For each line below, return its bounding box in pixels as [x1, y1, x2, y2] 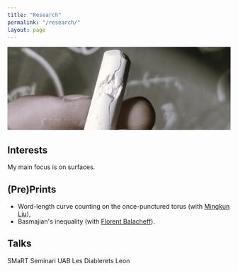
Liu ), [17, 209, 31, 219]
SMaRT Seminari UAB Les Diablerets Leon [7, 256, 130, 265]
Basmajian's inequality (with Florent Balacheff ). [17, 217, 156, 226]
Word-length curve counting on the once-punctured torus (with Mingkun [17, 202, 230, 211]
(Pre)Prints [7, 183, 57, 195]
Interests [7, 144, 48, 156]
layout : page [7, 26, 46, 33]
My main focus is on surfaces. [7, 163, 96, 171]
